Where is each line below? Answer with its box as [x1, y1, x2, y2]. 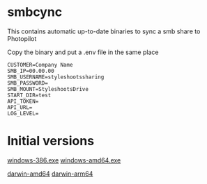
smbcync [7, 4, 63, 20]
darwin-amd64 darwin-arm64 [7, 169, 93, 178]
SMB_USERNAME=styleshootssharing [7, 74, 105, 81]
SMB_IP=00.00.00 [7, 67, 54, 74]
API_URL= [7, 103, 33, 111]
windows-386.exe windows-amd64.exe [7, 156, 121, 164]
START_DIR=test [7, 92, 52, 99]
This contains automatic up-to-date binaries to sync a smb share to [7, 27, 201, 35]
